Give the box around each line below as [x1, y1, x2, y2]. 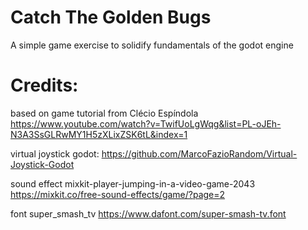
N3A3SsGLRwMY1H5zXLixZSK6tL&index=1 [10, 128, 188, 140]
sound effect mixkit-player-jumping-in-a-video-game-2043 [10, 177, 256, 190]
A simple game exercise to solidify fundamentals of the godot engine [10, 39, 294, 51]
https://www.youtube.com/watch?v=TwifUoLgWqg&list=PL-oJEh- [10, 117, 282, 130]
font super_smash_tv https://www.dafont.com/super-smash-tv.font [10, 207, 287, 220]
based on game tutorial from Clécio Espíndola [10, 107, 199, 119]
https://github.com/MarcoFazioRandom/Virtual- [101, 147, 298, 160]
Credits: [10, 74, 79, 97]
